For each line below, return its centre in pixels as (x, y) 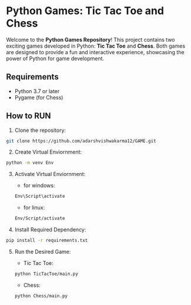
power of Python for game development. (55, 58)
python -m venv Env (30, 163)
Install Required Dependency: (50, 230)
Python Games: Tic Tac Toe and (85, 11)
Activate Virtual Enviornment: (50, 174)
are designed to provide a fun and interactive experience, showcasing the (95, 52)
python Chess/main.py (41, 296)
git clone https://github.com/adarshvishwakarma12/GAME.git (81, 141)
